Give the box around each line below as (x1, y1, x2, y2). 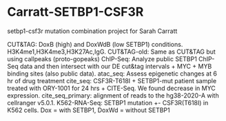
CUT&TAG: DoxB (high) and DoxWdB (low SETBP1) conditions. (7, 40, 183, 48)
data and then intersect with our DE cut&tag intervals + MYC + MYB (19, 62, 212, 70)
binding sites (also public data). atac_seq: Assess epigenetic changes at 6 (7, 69, 217, 78)
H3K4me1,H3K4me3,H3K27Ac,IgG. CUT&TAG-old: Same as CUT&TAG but (7, 47, 216, 56)
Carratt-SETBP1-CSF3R (7, 4, 144, 20)
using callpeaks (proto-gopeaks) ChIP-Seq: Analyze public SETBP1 (7, 54, 198, 63)
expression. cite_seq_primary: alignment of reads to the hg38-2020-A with (7, 91, 219, 100)
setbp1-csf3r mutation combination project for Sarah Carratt (7, 27, 178, 35)
